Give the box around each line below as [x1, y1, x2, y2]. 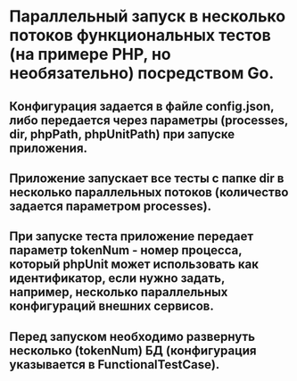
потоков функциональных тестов [9, 25, 272, 46]
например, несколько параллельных [9, 285, 228, 300]
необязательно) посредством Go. [9, 63, 275, 84]
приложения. [9, 140, 87, 155]
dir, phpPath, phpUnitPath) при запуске [9, 127, 235, 142]
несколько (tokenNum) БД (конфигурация [9, 343, 257, 358]
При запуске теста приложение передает [9, 229, 254, 244]
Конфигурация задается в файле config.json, [9, 98, 275, 113]
